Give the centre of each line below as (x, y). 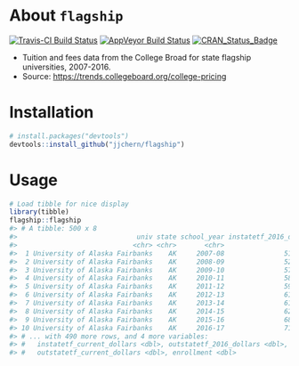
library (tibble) (39, 212)
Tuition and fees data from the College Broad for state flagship (137, 57)
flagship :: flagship (45, 220)
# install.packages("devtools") (69, 136)
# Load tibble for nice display (69, 204)
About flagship (66, 16)
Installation (52, 113)
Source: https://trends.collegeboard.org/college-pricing (124, 76)
